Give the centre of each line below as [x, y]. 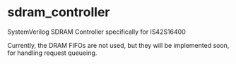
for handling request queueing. [52, 53]
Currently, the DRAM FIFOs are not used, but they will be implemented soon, [118, 45]
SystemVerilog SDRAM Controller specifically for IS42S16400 [96, 32]
